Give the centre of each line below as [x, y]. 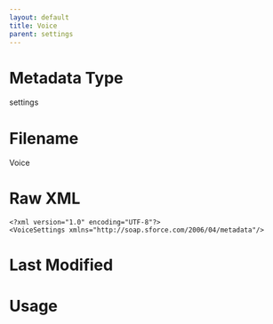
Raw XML [45, 198]
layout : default [39, 17]
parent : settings [41, 34]
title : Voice [33, 26]
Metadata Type [66, 78]
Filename [44, 138]
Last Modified [61, 265]
